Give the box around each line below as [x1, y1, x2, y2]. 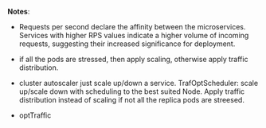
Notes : [7, 7, 30, 16]
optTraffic [18, 111, 52, 120]
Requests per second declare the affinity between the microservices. [18, 22, 246, 31]
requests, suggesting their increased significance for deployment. [18, 39, 236, 48]
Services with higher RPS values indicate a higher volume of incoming [18, 31, 249, 40]
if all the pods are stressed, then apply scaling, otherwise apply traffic [18, 55, 248, 64]
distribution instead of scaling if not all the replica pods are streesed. [18, 95, 244, 104]
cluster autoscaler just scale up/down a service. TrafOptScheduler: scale [18, 79, 259, 87]
